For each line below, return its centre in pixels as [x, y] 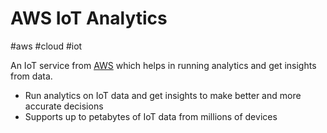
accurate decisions [64, 106]
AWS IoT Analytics [89, 18]
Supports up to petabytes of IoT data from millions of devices [151, 116]
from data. [31, 76]
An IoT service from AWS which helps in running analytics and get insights [163, 65]
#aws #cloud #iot [46, 46]
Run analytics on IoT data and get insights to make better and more [163, 95]
